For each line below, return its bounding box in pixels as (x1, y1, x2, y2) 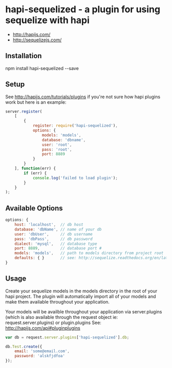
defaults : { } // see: (14, 256, 77, 261)
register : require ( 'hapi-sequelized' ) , (32, 123, 118, 128)
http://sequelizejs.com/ (12, 37, 62, 43)
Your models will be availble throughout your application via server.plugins (5, 308, 162, 315)
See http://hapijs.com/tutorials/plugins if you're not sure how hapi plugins (5, 94, 160, 100)
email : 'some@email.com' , (14, 349, 70, 354)
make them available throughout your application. (5, 298, 110, 305)
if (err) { (24, 170, 47, 176)
